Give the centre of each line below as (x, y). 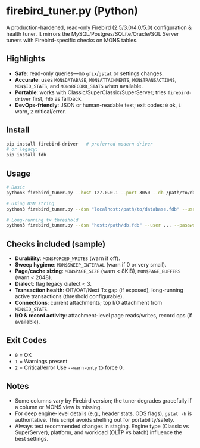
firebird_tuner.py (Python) (72, 11)
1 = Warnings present (41, 361)
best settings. (32, 438)
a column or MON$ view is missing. (58, 407)
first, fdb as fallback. (57, 98)
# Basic (16, 187)
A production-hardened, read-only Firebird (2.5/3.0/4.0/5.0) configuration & (99, 27)
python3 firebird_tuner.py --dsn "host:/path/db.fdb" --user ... (89, 225)
